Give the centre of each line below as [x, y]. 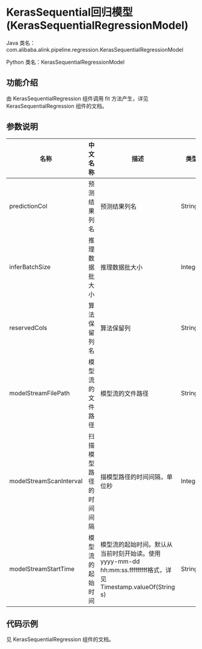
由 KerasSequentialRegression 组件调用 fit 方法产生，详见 [77, 98]
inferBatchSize [30, 267]
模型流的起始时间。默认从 [136, 544]
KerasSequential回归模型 [70, 12]
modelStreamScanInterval [46, 481]
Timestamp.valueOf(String [138, 587]
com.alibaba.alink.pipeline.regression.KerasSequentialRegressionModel [95, 49]
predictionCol [29, 206]
